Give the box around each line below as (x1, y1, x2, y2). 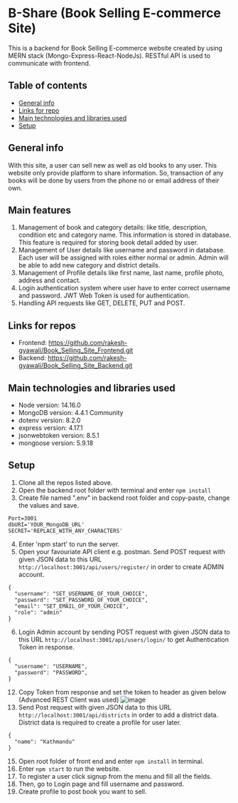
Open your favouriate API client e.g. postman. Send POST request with (18, 547, 226, 556)
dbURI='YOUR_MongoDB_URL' (8, 521, 85, 528)
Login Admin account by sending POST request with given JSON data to (18, 628, 230, 636)
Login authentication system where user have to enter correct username (18, 284, 230, 292)
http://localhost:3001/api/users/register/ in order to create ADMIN (18, 562, 225, 571)
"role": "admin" (14, 608, 63, 616)
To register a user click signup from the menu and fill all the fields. (18, 772, 212, 780)
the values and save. (18, 501, 80, 509)
